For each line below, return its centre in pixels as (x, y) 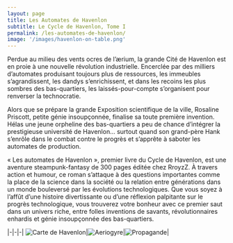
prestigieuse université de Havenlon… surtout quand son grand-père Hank (114, 132)
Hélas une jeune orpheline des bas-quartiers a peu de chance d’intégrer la (114, 124)
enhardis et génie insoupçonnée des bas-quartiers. (81, 219)
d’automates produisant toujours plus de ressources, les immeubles (104, 74)
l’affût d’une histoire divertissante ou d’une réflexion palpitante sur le (105, 197)
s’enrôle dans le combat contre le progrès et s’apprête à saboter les (104, 139)
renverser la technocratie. (44, 96)
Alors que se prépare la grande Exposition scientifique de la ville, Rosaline (113, 110)
